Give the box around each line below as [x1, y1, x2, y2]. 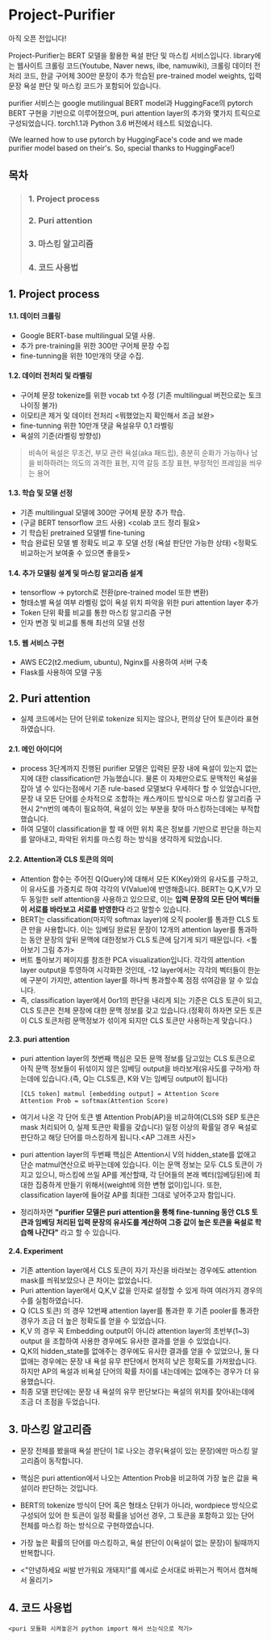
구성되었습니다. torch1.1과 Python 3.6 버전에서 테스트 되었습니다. [8, 118, 213, 128]
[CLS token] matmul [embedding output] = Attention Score [19, 1089, 219, 1098]
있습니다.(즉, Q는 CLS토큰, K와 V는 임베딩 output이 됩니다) [41, 1073, 228, 1083]
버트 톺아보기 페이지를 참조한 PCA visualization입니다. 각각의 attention [19, 954, 245, 964]
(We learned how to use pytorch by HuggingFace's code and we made [8, 134, 244, 144]
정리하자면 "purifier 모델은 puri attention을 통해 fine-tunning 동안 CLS [19, 1207, 250, 1216]
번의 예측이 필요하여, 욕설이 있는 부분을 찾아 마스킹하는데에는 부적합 [47, 804, 261, 814]
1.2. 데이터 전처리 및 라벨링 [8, 370, 93, 381]
